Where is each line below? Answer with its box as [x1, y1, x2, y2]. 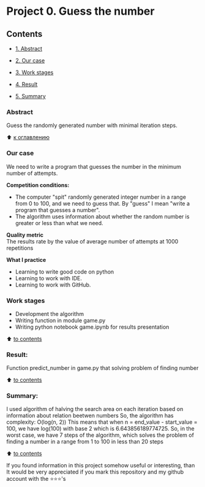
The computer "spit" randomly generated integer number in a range [15, 193, 187, 201]
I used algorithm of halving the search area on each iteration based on [6, 405, 184, 413]
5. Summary [15, 93, 46, 99]
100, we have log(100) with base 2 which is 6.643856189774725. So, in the [6, 425, 195, 432]
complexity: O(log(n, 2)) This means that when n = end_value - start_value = [6, 418, 198, 426]
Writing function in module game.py [15, 316, 106, 324]
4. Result [15, 81, 38, 88]
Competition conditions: [6, 181, 70, 188]
